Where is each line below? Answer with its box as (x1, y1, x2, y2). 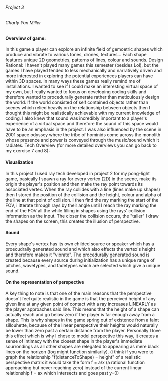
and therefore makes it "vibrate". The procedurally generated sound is (5, 251, 150, 258)
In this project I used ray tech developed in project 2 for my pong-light (5, 170, 150, 176)
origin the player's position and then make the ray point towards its (5, 181, 143, 187)
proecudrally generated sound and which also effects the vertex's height (5, 246, 155, 252)
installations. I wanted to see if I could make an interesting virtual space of (5, 83, 158, 90)
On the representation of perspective (5, 279, 84, 285)
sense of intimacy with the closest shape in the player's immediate (5, 338, 143, 344)
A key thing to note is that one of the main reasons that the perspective (5, 290, 152, 296)
